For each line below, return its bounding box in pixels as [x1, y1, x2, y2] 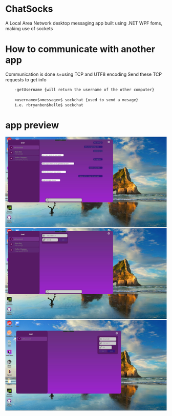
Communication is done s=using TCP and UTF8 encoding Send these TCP [5, 71, 162, 77]
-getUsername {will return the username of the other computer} [14, 87, 155, 92]
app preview [5, 120, 59, 131]
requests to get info [5, 76, 47, 82]
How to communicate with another [5, 43, 155, 55]
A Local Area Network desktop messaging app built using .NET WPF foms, [5, 20, 163, 26]
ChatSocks [5, 3, 53, 15]
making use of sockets [5, 25, 53, 31]
